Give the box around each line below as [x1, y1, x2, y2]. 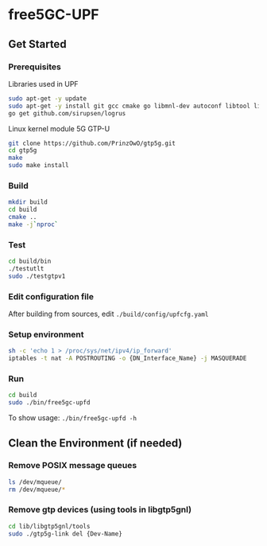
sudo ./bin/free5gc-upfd [8, 399, 91, 407]
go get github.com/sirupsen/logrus [8, 109, 126, 117]
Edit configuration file [8, 291, 94, 302]
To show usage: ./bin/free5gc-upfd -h [8, 413, 137, 423]
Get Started [8, 37, 67, 51]
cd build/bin [8, 257, 52, 266]
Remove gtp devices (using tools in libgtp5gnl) [8, 504, 192, 515]
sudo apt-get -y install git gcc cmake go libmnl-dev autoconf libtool [8, 102, 250, 110]
